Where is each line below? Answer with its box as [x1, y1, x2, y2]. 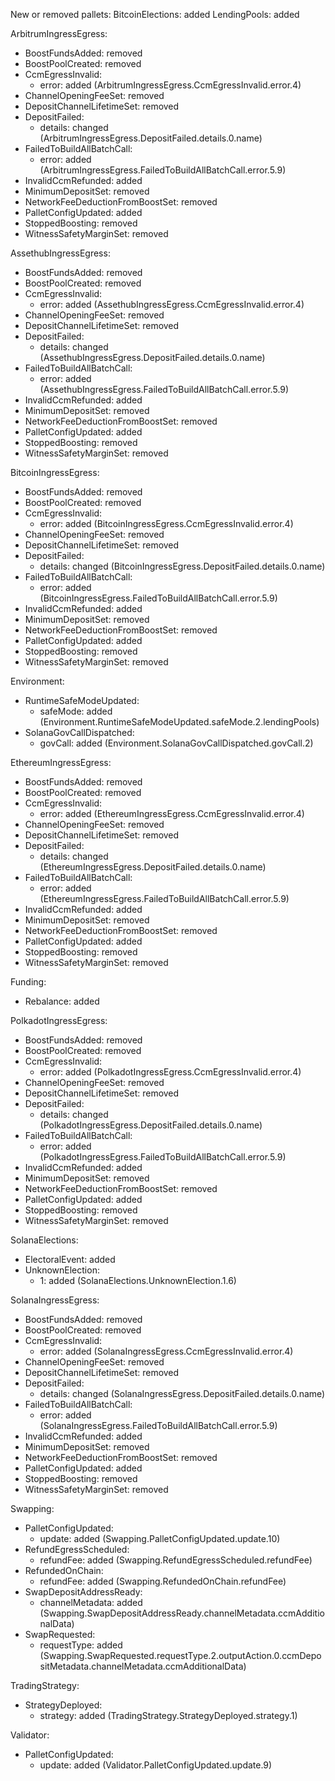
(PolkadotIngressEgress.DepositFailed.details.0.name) [39, 1119, 263, 1131]
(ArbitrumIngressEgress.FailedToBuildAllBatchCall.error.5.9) [39, 164, 287, 176]
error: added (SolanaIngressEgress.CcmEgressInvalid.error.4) [39, 1345, 294, 1357]
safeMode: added [39, 705, 113, 717]
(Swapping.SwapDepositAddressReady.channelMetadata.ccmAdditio [39, 1607, 325, 1619]
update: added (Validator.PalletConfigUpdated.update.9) [39, 1759, 273, 1771]
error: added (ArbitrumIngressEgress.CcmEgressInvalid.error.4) [39, 79, 302, 91]
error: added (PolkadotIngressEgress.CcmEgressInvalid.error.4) [39, 1066, 302, 1078]
